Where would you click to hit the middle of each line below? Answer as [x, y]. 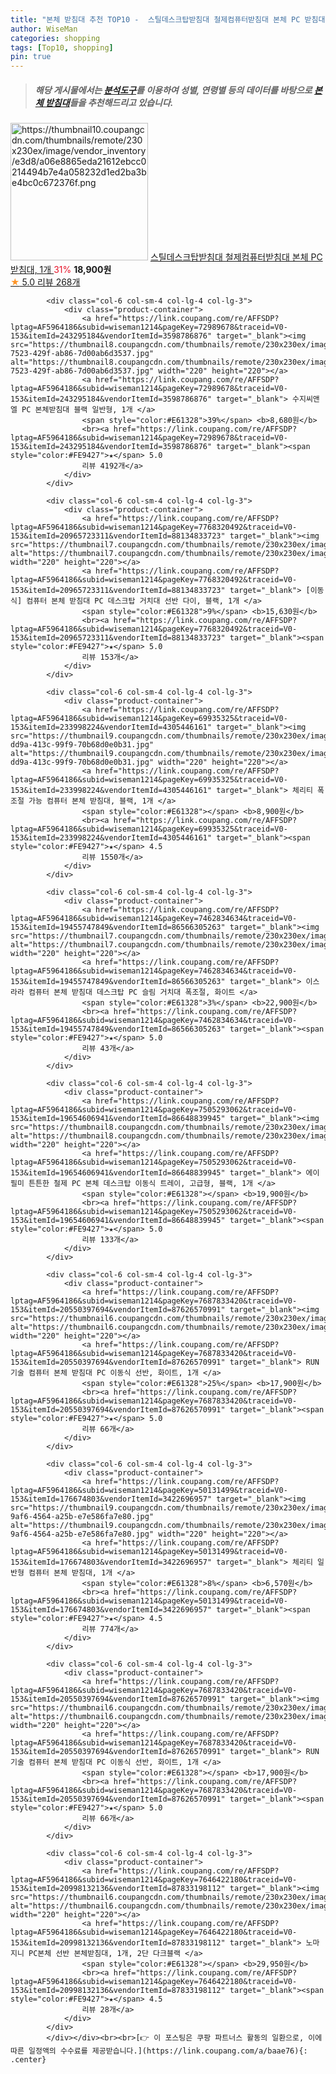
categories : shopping [55, 38]
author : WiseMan [44, 29]
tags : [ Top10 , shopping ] [62, 47]
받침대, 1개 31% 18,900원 [61, 270]
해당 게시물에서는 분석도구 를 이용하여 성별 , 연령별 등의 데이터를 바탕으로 [173, 90]
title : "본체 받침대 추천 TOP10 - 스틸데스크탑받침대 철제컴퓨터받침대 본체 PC [155, 19]
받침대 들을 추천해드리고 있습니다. [109, 102]
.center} [28, 2060]
